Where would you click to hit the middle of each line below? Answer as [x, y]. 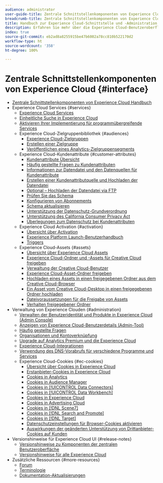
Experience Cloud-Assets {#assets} [55, 248]
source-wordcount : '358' [30, 46]
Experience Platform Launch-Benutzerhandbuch [75, 237]
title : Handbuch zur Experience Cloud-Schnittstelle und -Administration [81, 23]
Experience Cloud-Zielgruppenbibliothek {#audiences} [74, 134]
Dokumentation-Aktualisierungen [52, 475]
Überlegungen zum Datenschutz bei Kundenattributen [81, 222]
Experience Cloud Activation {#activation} [61, 227]
